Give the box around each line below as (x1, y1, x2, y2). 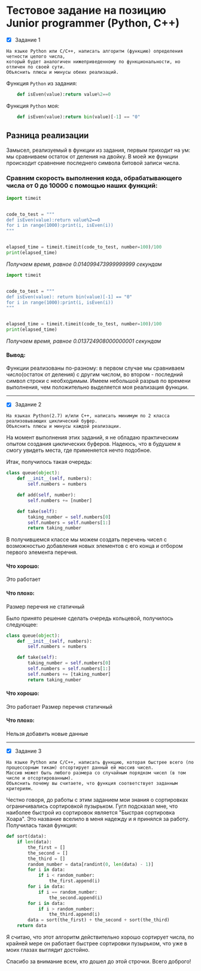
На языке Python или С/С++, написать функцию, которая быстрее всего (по (6, 760, 194, 766)
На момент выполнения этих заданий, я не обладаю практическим (6, 434, 179, 441)
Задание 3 (14, 748, 42, 755)
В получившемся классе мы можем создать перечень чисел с (6, 536, 167, 543)
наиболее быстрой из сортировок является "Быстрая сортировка (6, 809, 175, 816)
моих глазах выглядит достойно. (6, 946, 90, 953)
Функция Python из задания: (6, 80, 78, 87)
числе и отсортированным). (6, 775, 74, 781)
